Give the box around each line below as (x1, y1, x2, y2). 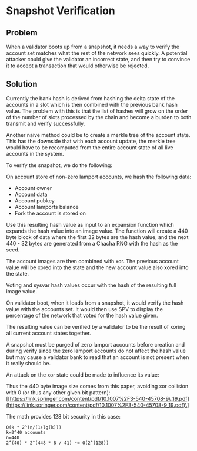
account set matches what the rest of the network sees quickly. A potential (6, 50, 188, 57)
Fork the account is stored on (14, 210, 86, 217)
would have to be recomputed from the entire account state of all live (6, 143, 173, 151)
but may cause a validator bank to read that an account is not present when (6, 353, 189, 361)
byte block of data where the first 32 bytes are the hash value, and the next (6, 233, 189, 240)
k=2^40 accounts (6, 429, 46, 435)
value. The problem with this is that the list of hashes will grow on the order (6, 107, 188, 115)
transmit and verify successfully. (6, 120, 85, 127)
